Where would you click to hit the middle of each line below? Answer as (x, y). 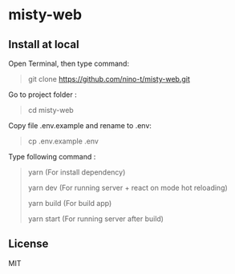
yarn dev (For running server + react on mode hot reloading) (128, 187)
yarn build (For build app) (70, 203)
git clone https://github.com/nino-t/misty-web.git (109, 79)
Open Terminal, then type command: (69, 63)
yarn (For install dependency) (77, 172)
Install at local (44, 44)
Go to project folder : (43, 95)
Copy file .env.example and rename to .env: (80, 125)
